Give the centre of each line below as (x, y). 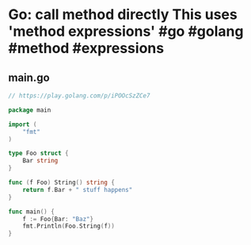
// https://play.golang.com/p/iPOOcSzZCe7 (79, 96)
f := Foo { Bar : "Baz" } (58, 219)
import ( (23, 124)
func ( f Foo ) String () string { (61, 182)
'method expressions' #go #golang (126, 31)
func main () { (32, 212)
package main (30, 110)
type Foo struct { (38, 153)
